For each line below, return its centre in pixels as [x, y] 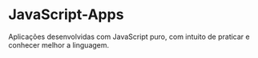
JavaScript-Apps [66, 15]
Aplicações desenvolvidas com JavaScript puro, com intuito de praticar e [129, 37]
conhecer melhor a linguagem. [59, 44]
